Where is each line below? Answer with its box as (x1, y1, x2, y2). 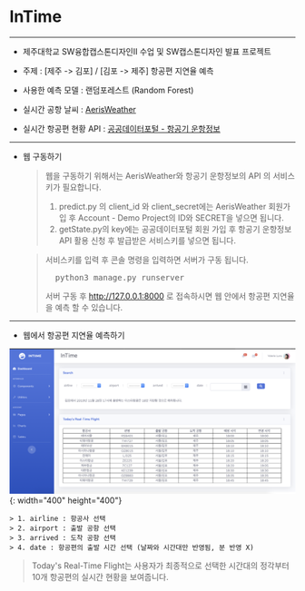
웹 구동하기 (22, 151, 63, 162)
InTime (9, 6, 62, 27)
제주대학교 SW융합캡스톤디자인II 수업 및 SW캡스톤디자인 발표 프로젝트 (22, 45, 272, 56)
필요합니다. (62, 182, 102, 192)
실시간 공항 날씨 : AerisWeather (22, 103, 136, 114)
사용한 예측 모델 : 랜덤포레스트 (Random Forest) (22, 84, 194, 95)
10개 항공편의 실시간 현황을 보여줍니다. (31, 572, 170, 583)
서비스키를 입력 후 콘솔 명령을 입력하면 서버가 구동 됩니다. (44, 254, 250, 265)
